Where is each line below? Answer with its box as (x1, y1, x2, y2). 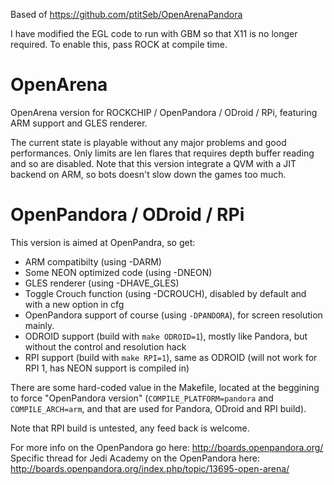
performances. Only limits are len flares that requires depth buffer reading (10, 147, 315, 159)
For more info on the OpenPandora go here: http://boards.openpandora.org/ (10, 441, 324, 453)
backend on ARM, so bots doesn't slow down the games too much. (10, 168, 287, 180)
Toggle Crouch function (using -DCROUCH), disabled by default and (24, 287, 307, 299)
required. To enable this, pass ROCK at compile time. (10, 39, 228, 50)
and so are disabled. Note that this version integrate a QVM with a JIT (10, 157, 297, 169)
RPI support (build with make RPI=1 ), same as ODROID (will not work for (24, 351, 318, 363)
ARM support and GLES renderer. (10, 117, 148, 129)
